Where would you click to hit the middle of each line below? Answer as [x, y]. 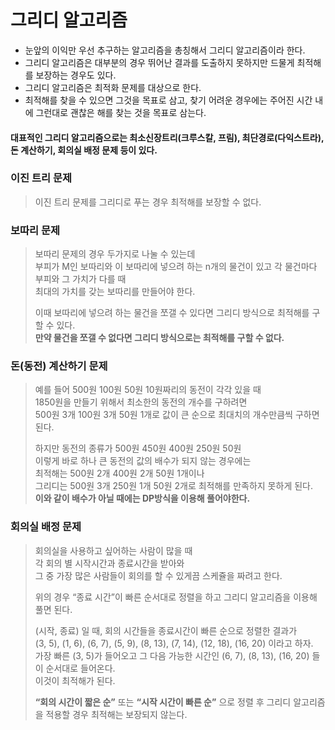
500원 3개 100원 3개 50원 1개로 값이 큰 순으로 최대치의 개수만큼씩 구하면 [177, 415]
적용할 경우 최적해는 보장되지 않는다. [116, 714]
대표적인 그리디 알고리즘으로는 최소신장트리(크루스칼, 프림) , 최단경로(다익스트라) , [167, 137]
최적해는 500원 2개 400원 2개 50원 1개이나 [119, 473]
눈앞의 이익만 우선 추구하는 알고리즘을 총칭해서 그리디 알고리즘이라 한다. [165, 50]
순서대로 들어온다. [80, 668]
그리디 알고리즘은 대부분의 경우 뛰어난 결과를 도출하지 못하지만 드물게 [159, 62]
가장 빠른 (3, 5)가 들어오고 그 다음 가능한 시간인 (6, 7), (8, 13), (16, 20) [172, 655]
